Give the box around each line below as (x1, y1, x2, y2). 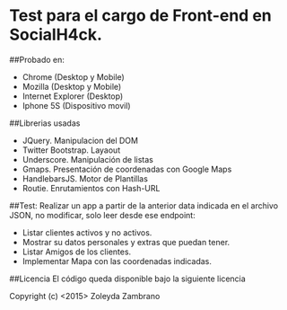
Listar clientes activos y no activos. (22, 226, 152, 238)
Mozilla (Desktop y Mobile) (22, 81, 122, 92)
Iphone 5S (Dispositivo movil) (22, 100, 132, 111)
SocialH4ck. (9, 24, 103, 45)
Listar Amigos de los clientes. (22, 246, 132, 257)
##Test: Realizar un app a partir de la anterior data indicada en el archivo (9, 199, 279, 211)
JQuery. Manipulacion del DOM (22, 135, 139, 146)
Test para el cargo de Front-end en (9, 5, 272, 26)
